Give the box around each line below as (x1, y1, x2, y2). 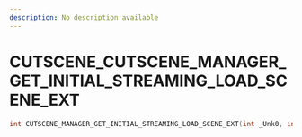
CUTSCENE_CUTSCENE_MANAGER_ (9, 51, 287, 72)
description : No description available (9, 13, 159, 22)
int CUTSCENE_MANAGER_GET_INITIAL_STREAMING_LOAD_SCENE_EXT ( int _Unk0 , (9, 119, 283, 128)
